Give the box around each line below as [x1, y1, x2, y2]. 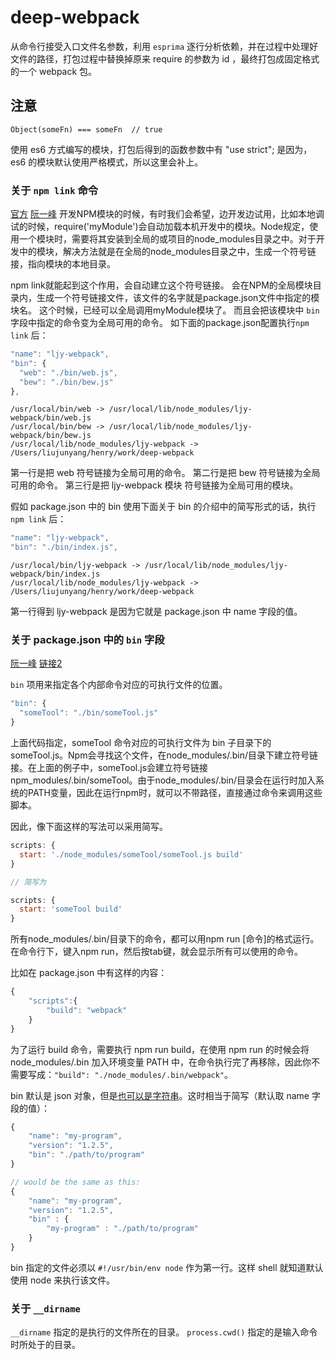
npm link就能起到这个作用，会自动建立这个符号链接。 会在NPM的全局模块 [10, 279, 313, 291]
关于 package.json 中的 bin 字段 [10, 633, 165, 647]
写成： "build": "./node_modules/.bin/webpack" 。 [27, 1068, 234, 1080]
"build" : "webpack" [46, 1005, 128, 1015]
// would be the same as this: [10, 1177, 141, 1187]
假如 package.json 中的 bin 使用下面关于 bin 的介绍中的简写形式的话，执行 [10, 501, 317, 513]
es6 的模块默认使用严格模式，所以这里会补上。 [10, 156, 204, 168]
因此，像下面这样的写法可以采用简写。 [10, 821, 168, 833]
